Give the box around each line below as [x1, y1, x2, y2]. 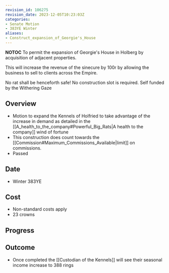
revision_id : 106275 [5, 7, 49, 13]
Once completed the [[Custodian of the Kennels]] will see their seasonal [12, 256, 162, 262]
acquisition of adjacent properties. [5, 54, 77, 60]
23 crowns [12, 212, 35, 218]
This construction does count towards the [12, 134, 100, 140]
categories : [5, 17, 30, 22]
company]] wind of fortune [12, 129, 69, 135]
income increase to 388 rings [12, 262, 74, 268]
